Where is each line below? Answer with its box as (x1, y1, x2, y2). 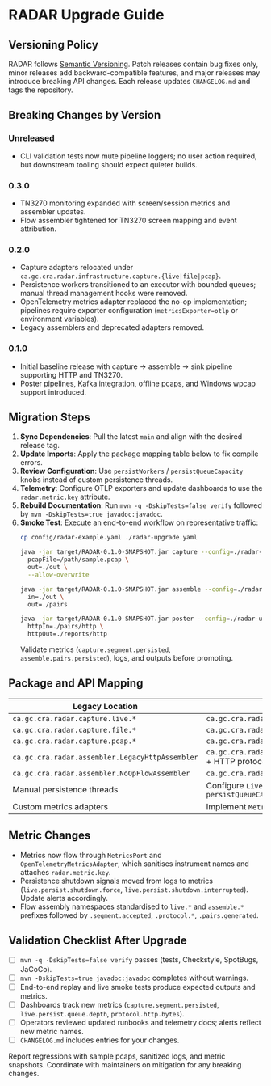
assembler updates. (19, 206, 86, 216)
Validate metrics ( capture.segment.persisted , (19, 644, 171, 654)
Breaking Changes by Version (8, 108, 161, 122)
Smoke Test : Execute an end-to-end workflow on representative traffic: (19, 518, 259, 527)
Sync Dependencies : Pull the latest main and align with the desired (19, 432, 243, 442)
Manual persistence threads (12, 784, 119, 795)
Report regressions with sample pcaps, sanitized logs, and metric (8, 1051, 226, 1061)
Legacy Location (72, 700, 139, 712)
